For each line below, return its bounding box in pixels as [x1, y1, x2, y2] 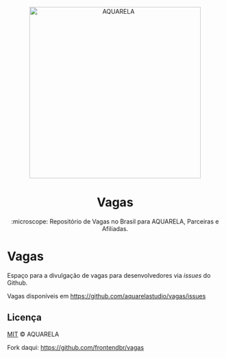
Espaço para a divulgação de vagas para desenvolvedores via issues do [7, 271, 211, 279]
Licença [7, 312, 42, 324]
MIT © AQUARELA [7, 330, 60, 338]
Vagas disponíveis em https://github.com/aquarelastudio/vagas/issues [7, 291, 206, 300]
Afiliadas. [101, 224, 129, 232]
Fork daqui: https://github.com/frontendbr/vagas [7, 343, 145, 351]
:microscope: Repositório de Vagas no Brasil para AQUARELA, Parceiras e [11, 217, 219, 226]
